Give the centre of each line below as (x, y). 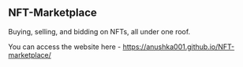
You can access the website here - (65, 47)
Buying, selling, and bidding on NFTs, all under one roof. (99, 31)
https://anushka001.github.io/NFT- (179, 47)
